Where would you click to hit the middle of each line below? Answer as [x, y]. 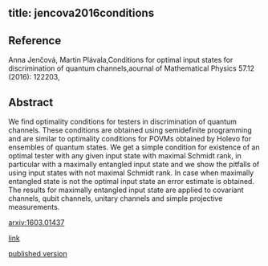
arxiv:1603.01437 [37, 223]
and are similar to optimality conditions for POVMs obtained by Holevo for [130, 139]
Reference [35, 41]
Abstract [31, 102]
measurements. [34, 207]
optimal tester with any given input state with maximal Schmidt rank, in [125, 156]
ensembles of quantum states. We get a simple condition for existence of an [134, 147]
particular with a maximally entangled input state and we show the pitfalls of [134, 165]
